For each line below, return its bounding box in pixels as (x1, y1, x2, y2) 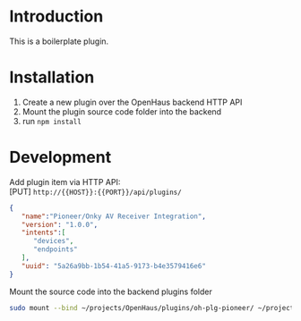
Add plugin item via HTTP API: (9, 176, 121, 187)
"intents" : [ (21, 228, 66, 238)
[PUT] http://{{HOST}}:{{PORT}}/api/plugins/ (9, 186, 182, 197)
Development (9, 148, 112, 167)
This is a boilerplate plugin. (9, 36, 109, 46)
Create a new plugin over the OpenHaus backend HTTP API (21, 97, 243, 107)
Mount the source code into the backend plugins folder (9, 286, 212, 297)
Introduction (9, 6, 104, 27)
